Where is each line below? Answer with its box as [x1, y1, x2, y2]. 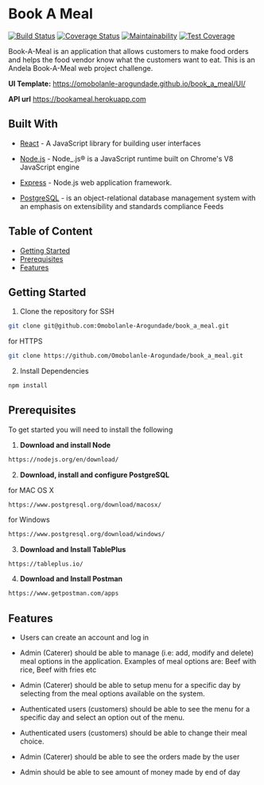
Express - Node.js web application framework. [19, 177, 173, 187]
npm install [8, 382, 48, 390]
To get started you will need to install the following [8, 425, 173, 434]
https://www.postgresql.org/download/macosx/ [8, 500, 161, 509]
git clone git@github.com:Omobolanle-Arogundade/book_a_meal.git [8, 322, 229, 330]
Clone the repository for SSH [19, 307, 115, 317]
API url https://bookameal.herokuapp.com [8, 94, 146, 103]
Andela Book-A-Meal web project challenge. [8, 63, 153, 72]
